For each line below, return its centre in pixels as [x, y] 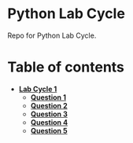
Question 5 [49, 130]
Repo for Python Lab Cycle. [52, 35]
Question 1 [48, 97]
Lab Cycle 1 [38, 89]
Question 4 [49, 122]
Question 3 [49, 114]
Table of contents [66, 67]
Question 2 [49, 105]
